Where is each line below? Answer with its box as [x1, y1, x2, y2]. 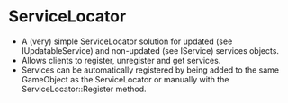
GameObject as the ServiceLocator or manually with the [21, 73, 229, 84]
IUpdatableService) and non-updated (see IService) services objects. [21, 45, 280, 56]
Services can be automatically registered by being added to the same [21, 64, 280, 75]
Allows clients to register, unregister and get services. [21, 55, 221, 65]
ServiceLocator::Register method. [21, 83, 147, 94]
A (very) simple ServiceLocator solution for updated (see [21, 36, 233, 47]
